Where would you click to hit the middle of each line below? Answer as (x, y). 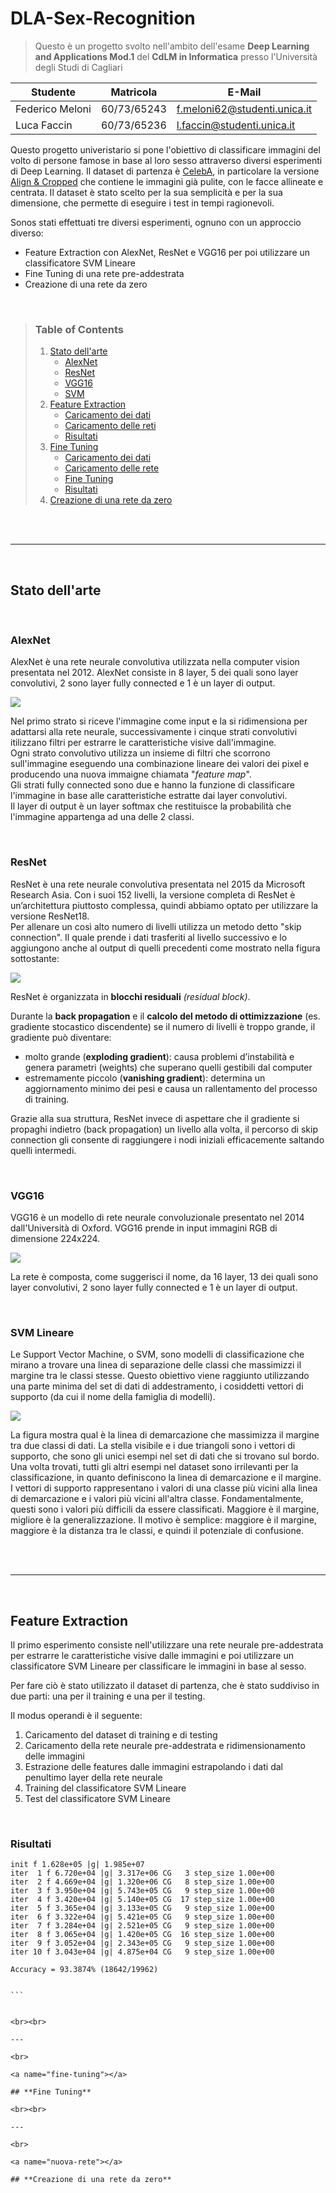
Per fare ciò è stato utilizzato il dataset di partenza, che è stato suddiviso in (165, 1686)
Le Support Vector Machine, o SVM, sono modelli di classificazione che (157, 1354)
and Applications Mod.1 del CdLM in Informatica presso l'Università (176, 56)
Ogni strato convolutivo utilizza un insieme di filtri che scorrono (140, 753)
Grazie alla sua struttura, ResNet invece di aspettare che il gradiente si (155, 1118)
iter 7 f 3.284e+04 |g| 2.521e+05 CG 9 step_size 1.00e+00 (142, 1926)
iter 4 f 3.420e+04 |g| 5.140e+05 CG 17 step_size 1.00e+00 (142, 1900)
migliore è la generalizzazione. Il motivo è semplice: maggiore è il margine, (163, 1520)
